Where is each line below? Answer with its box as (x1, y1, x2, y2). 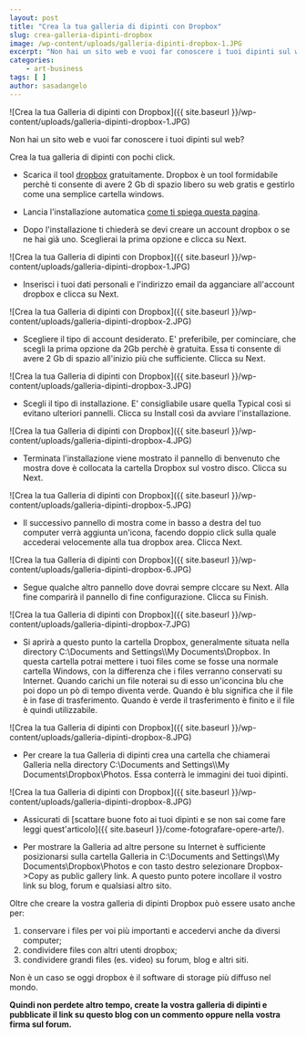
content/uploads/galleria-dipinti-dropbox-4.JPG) (9, 435, 192, 445)
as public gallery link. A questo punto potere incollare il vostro (49, 870, 282, 881)
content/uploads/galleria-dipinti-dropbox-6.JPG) (9, 563, 192, 575)
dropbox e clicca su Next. (22, 288, 119, 299)
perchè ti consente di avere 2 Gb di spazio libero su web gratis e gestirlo (22, 179, 295, 190)
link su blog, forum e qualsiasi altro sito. (22, 880, 172, 891)
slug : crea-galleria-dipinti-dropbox (9, 30, 153, 39)
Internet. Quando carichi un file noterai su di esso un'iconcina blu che (22, 675, 284, 686)
